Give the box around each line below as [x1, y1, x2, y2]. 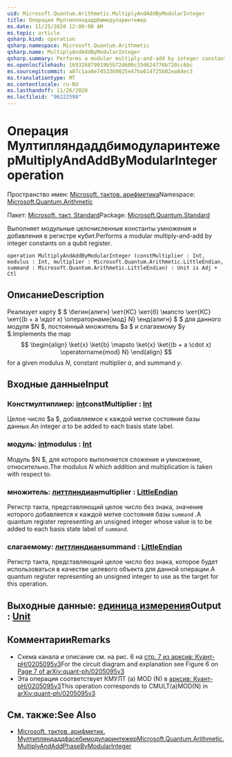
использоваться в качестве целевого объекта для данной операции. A [7, 565, 215, 573]
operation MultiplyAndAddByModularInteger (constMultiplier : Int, [7, 252, 206, 259]
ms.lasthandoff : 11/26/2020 [7, 87, 88, 94]
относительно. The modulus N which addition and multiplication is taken [7, 462, 213, 470]
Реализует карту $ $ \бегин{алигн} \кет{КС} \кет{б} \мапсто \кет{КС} [7, 307, 211, 316]
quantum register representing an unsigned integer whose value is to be [7, 517, 213, 526]
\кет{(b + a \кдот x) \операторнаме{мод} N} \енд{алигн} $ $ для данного [7, 315, 222, 323]
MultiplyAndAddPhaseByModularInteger [17, 742, 132, 750]
